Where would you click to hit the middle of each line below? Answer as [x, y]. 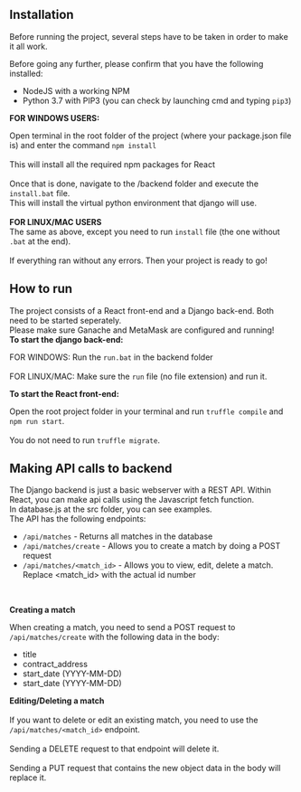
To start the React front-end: [64, 393]
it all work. [28, 46]
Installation [42, 15]
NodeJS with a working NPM [76, 90]
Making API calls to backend [91, 469]
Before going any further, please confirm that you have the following [136, 63]
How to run [41, 289]
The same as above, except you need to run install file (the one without [145, 231]
